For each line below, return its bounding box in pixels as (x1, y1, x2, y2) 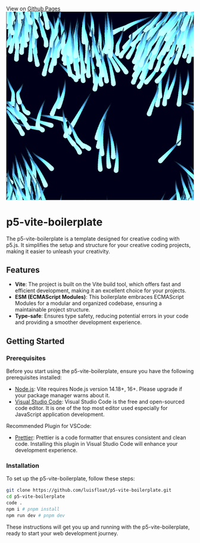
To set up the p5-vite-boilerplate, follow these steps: (6, 475, 135, 482)
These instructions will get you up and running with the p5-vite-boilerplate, (6, 523, 190, 530)
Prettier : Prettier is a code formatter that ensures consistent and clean (14, 434, 186, 441)
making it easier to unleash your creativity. (6, 248, 110, 255)
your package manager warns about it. (14, 392, 110, 399)
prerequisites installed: (6, 374, 62, 381)
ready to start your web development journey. (6, 529, 118, 536)
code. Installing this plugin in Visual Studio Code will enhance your (14, 440, 178, 448)
